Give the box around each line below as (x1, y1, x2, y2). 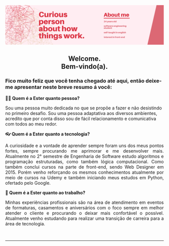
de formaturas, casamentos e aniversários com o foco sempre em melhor (5, 204, 164, 210)
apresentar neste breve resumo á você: (14, 84, 112, 91)
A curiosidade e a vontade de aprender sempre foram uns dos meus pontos (5, 143, 164, 149)
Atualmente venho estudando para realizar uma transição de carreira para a (5, 215, 164, 221)
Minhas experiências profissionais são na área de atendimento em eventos (5, 199, 164, 205)
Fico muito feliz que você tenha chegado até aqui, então (5, 77, 145, 84)
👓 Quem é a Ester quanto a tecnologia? (5, 131, 90, 137)
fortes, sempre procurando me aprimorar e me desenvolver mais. (5, 148, 164, 154)
